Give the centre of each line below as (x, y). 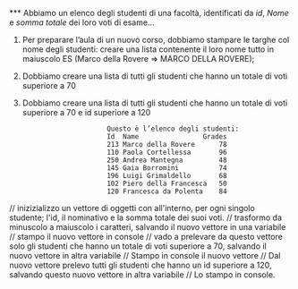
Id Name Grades (167, 137)
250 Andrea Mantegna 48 (167, 160)
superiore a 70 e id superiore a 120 (86, 112)
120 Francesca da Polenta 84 (167, 191)
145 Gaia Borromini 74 (167, 168)
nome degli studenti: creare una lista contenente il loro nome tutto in (148, 49)
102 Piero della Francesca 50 (167, 183)
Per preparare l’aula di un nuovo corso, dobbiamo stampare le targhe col (156, 40)
